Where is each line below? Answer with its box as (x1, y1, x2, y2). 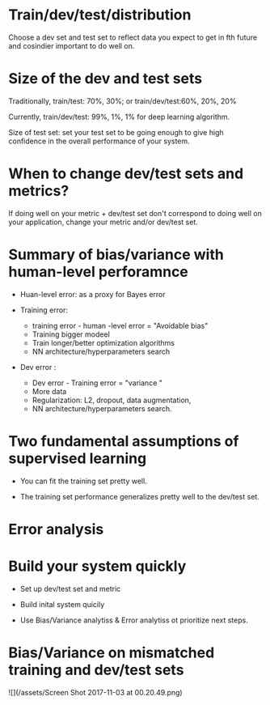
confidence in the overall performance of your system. (8, 136, 190, 146)
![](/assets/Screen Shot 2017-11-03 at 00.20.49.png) (8, 687, 184, 697)
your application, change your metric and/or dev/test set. (8, 217, 198, 227)
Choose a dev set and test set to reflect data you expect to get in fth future (8, 32, 257, 42)
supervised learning (8, 449, 147, 467)
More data (32, 386, 67, 396)
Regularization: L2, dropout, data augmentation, (32, 395, 192, 405)
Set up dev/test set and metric (19, 584, 121, 593)
